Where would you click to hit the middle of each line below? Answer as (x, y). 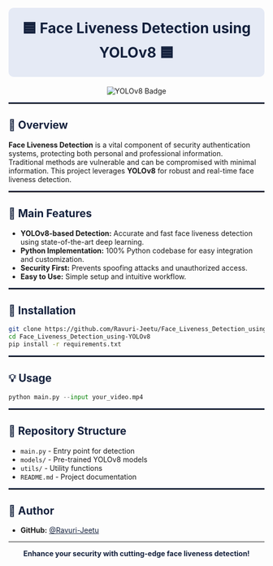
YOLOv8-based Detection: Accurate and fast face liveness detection (136, 233)
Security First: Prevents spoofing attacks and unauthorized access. (134, 268)
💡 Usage (30, 379)
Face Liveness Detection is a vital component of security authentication (129, 145)
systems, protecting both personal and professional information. (116, 153)
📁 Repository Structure (67, 431)
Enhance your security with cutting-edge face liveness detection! (136, 554)
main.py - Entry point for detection (78, 451)
